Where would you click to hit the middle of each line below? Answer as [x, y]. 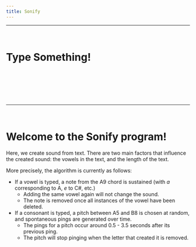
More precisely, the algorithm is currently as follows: [69, 171]
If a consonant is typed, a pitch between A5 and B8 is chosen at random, [102, 213]
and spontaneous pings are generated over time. [73, 219]
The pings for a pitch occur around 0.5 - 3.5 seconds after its [97, 225]
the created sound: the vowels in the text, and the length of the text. [87, 159]
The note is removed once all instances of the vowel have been [99, 200]
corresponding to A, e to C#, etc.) [55, 188]
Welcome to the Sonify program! [86, 136]
